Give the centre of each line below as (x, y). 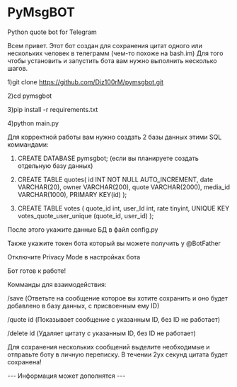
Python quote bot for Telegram (52, 32)
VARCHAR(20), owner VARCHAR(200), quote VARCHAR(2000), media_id (124, 187)
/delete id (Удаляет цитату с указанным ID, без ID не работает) (102, 333)
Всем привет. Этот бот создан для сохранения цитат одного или (105, 45)
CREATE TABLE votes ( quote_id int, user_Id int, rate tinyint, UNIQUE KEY (123, 208)
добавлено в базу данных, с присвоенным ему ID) (83, 305)
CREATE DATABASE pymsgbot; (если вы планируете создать (108, 158)
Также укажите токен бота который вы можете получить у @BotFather (114, 243)
